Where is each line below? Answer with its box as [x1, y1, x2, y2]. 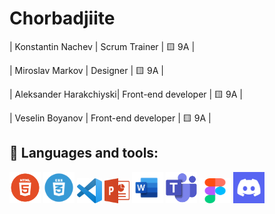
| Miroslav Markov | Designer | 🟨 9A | [9, 64, 164, 76]
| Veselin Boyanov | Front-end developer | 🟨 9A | [9, 112, 212, 124]
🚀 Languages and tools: [9, 145, 159, 162]
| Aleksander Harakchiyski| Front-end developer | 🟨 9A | [9, 88, 243, 100]
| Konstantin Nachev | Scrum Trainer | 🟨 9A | [9, 40, 196, 52]
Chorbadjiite [9, 7, 116, 30]
